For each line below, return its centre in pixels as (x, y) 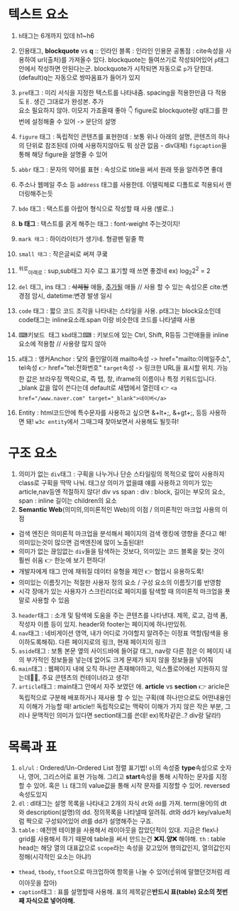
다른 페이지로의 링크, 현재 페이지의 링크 (112, 642)
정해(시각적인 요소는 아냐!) (55, 857)
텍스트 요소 (38, 15)
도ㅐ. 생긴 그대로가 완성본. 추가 (61, 101)
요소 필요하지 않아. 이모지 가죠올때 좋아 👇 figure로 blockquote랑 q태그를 (119, 110)
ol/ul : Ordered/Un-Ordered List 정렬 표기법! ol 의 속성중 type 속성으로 (118, 768)
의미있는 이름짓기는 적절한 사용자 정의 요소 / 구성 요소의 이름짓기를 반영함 (120, 582)
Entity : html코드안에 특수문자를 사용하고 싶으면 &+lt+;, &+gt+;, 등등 (113, 412)
